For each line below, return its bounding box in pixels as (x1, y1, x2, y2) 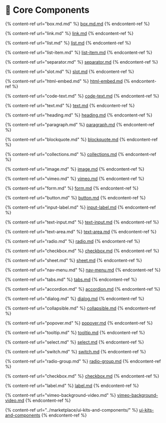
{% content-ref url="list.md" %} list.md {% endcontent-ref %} (5, 39, 131, 46)
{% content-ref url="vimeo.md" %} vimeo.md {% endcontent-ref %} (5, 175, 145, 182)
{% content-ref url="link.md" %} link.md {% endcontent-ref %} (5, 30, 134, 36)
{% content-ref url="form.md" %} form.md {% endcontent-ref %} (5, 185, 139, 191)
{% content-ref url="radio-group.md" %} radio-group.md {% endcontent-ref (5, 358, 161, 364)
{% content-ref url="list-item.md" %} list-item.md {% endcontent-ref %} (5, 49, 153, 55)
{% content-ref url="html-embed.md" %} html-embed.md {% (5, 78, 130, 84)
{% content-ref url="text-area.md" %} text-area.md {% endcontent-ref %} (5, 229, 157, 234)
